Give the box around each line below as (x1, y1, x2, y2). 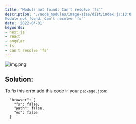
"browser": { (9, 98, 36, 103)
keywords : (5, 25, 25, 30)
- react (5, 35, 21, 39)
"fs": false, (14, 102, 40, 107)
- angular (5, 39, 25, 44)
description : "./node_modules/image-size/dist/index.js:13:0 (5, 12, 132, 17)
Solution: (5, 75, 33, 83)
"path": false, (14, 106, 45, 111)
